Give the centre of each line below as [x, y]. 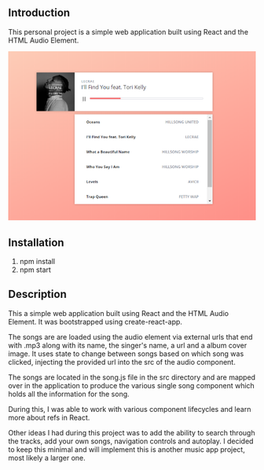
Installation [36, 242]
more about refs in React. [49, 417]
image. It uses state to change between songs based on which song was [126, 354]
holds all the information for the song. [69, 394]
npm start [35, 270]
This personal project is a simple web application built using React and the [128, 31]
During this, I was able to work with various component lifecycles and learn [130, 409]
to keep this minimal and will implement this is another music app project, [126, 449]
